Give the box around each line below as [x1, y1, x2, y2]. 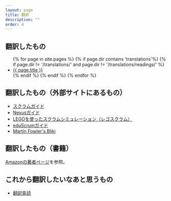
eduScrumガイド [12, 122, 49, 128]
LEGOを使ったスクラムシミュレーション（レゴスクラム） [12, 116, 133, 122]
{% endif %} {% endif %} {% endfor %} [12, 72, 97, 78]
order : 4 [5, 22, 24, 27]
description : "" [5, 17, 40, 22]
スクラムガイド [12, 103, 45, 109]
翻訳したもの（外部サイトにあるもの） [5, 88, 126, 97]
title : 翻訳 [5, 12, 29, 17]
